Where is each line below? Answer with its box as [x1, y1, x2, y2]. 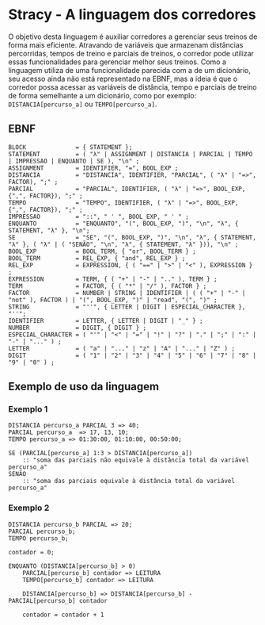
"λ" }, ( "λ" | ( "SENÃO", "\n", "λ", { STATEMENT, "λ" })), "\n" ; [8, 240, 239, 248]
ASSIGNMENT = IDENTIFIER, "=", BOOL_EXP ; [8, 164, 179, 172]
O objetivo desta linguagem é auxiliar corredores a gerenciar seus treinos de [8, 32, 258, 41]
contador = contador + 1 [22, 611, 104, 619]
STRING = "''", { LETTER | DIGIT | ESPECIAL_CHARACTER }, [8, 303, 246, 311]
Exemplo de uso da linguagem [8, 380, 160, 393]
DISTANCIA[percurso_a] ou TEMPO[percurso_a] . [8, 99, 157, 109]
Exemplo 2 [8, 502, 50, 513]
